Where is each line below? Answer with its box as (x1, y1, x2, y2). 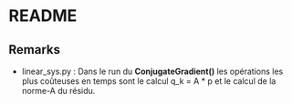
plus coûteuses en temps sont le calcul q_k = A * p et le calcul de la (21, 76, 276, 87)
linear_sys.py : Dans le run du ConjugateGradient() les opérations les (21, 66, 284, 77)
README (8, 5, 78, 26)
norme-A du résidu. (21, 86, 96, 96)
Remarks (8, 42, 61, 57)
